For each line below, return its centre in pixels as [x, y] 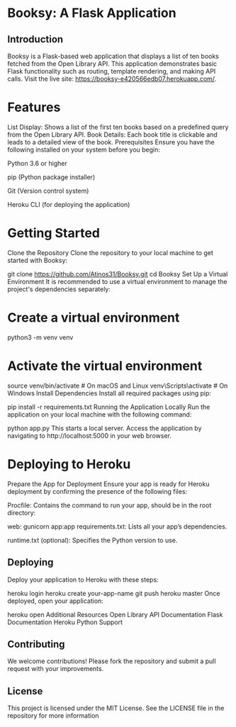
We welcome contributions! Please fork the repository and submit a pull [112, 661]
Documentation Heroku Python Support [65, 622]
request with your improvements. [56, 669]
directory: [22, 512]
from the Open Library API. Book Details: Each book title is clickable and [112, 134]
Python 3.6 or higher [37, 163]
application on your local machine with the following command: [100, 414]
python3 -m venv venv [40, 337]
